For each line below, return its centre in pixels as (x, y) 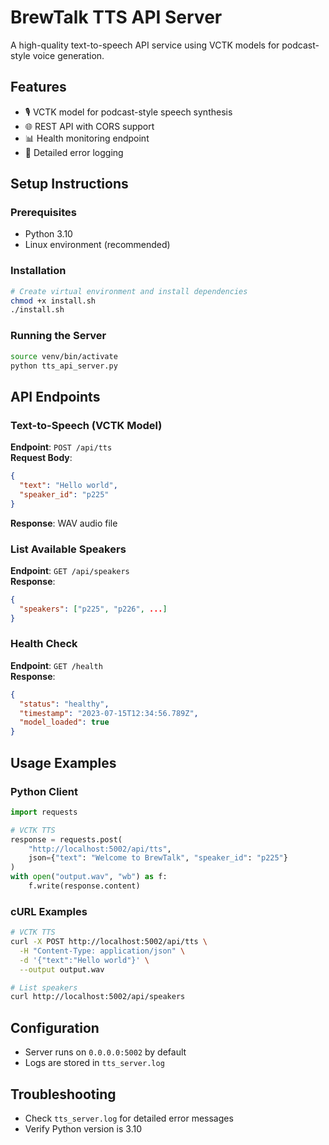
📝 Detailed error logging (74, 152)
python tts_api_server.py (64, 366)
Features (38, 87)
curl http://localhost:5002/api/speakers (98, 997)
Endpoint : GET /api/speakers (70, 570)
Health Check (44, 644)
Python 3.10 (48, 234)
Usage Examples (63, 762)
